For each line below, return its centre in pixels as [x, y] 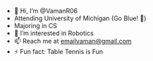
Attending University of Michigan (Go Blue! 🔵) [80, 18]
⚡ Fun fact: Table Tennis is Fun [59, 52]
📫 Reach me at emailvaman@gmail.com [73, 41]
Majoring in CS [36, 26]
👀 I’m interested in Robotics [54, 33]
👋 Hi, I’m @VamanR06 [46, 11]
